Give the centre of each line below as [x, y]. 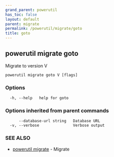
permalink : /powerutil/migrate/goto [44, 29]
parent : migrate [22, 24]
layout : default [22, 19]
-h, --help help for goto [39, 98]
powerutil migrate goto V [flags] [42, 75]
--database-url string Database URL [59, 121]
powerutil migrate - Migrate [41, 149]
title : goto [18, 33]
